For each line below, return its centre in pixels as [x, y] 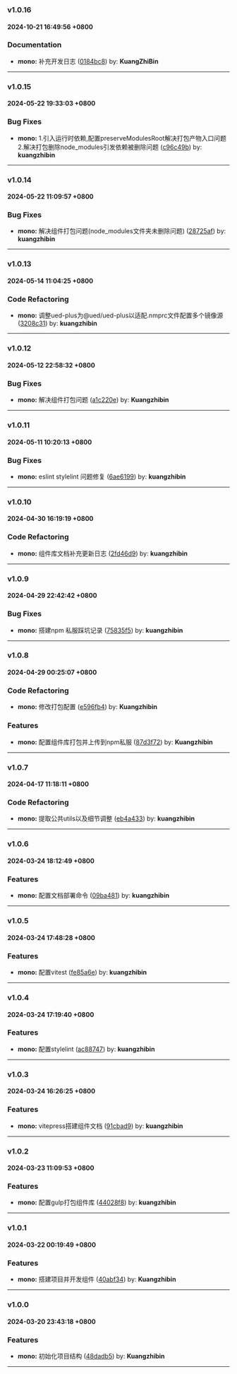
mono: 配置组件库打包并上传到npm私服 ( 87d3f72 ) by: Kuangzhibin [115, 742]
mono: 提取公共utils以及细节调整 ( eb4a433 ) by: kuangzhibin [106, 818]
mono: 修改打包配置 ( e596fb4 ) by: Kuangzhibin [87, 707]
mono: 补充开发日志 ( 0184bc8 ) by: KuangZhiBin [88, 61]
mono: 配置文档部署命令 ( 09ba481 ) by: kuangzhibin [93, 896]
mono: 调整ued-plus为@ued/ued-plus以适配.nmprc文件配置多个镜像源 [120, 315]
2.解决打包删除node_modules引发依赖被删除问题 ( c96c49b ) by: [110, 147]
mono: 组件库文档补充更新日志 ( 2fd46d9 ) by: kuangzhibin [103, 553]
